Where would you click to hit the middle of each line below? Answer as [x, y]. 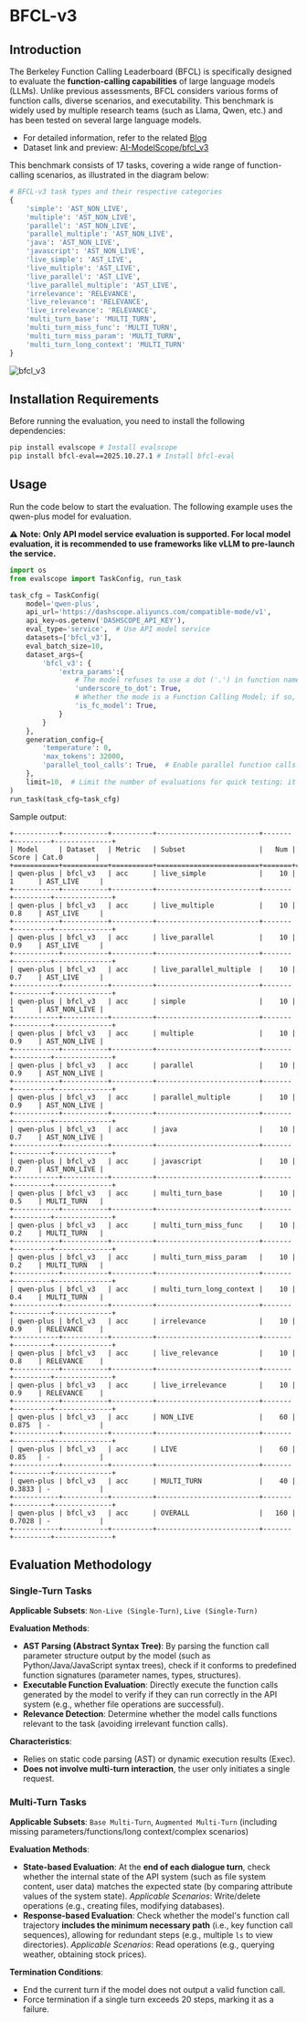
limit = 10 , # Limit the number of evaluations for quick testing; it [161, 782]
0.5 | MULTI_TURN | [57, 1201]
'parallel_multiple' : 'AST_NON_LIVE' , [100, 234]
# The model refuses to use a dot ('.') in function [177, 680]
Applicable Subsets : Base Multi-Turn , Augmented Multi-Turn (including [143, 1822]
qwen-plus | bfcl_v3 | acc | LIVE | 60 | [157, 1449]
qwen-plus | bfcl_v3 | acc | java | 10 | [157, 1129]
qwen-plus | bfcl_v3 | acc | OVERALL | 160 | [157, 1513]
